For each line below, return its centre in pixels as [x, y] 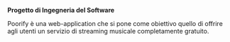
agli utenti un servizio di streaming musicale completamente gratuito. [108, 31]
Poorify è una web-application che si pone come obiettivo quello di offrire [115, 23]
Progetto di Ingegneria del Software [61, 10]
